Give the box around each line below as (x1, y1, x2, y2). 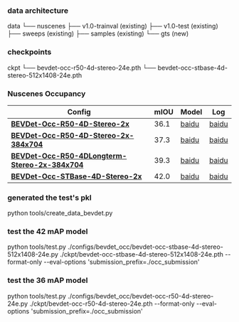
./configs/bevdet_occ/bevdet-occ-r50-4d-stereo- (67, 291, 214, 300)
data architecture (7, 6, 69, 16)
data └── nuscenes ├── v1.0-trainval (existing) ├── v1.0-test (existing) (7, 22, 218, 31)
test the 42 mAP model (7, 227, 88, 237)
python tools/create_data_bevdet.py (7, 209, 113, 218)
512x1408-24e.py (7, 250, 59, 259)
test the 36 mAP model (7, 276, 88, 286)
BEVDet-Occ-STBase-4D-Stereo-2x (11, 171, 142, 181)
